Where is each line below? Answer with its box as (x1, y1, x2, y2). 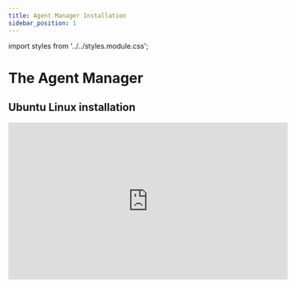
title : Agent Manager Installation (8, 11, 127, 20)
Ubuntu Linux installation (8, 101, 136, 114)
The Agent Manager (8, 69, 144, 87)
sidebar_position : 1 (8, 19, 77, 27)
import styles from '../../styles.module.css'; (8, 41, 149, 50)
